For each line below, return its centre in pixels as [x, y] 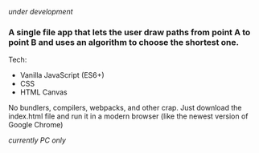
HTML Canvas [43, 92]
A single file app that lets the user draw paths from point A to [129, 32]
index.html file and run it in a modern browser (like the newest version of [128, 116]
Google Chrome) [36, 125]
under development [41, 12]
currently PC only [37, 140]
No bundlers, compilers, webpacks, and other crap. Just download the [125, 108]
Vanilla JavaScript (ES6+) [62, 75]
